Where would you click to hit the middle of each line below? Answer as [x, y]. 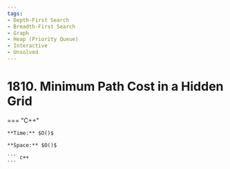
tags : [15, 14]
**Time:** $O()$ [30, 133]
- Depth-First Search [38, 20]
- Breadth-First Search [41, 26]
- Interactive [28, 46]
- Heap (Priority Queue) [43, 39]
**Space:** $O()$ [32, 145]
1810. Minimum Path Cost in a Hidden [115, 87]
